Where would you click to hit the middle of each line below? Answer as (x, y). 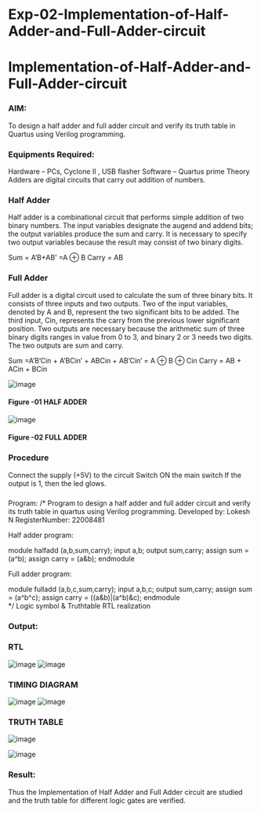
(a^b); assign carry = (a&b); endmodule (71, 558)
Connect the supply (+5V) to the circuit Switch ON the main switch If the (125, 475)
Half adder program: (41, 535)
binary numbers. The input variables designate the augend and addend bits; (130, 226)
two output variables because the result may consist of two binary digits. (126, 242)
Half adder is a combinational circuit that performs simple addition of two (126, 217)
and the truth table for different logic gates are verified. (97, 800)
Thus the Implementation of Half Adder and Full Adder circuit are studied (125, 792)
